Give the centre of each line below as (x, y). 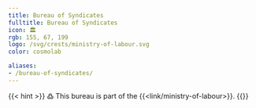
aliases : (22, 66)
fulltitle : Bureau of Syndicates (63, 23)
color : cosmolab (35, 52)
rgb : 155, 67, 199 (38, 37)
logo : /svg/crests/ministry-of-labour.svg (79, 45)
